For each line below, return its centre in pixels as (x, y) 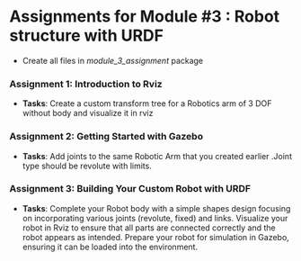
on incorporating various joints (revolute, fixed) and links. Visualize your (155, 218)
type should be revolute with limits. (87, 166)
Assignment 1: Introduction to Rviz (86, 84)
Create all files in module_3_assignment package (113, 60)
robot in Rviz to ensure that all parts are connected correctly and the (149, 228)
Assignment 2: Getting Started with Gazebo (106, 137)
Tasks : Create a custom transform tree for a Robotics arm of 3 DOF (147, 103)
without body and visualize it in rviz (88, 113)
